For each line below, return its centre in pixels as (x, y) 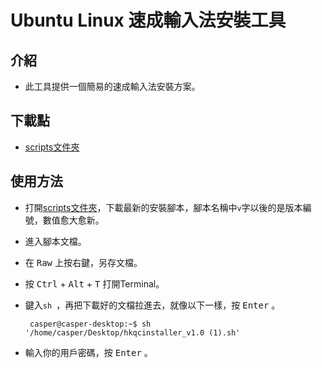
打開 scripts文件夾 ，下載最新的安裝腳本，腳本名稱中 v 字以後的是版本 (163, 207)
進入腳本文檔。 (55, 241)
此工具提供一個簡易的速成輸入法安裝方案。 (112, 86)
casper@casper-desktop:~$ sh (90, 324)
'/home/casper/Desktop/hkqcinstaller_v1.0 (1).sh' (132, 332)
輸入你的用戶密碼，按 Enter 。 (88, 352)
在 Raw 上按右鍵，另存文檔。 (83, 262)
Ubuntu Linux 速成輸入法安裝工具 (148, 20)
